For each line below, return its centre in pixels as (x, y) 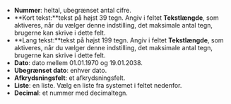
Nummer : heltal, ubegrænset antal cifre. (73, 10)
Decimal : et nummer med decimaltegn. (71, 93)
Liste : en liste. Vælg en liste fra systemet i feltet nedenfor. (98, 85)
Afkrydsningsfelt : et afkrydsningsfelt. (70, 78)
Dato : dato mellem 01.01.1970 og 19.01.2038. (78, 63)
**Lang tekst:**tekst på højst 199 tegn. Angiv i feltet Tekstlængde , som (119, 40)
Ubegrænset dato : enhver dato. (60, 70)
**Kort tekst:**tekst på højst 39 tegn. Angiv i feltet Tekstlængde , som (116, 18)
